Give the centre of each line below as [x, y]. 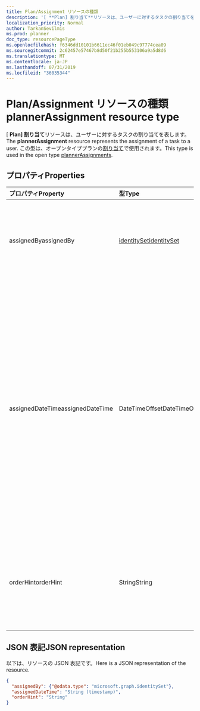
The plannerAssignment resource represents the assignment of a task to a [98, 141]
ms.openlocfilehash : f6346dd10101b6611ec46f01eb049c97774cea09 [86, 45]
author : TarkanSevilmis [36, 28]
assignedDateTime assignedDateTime [61, 408]
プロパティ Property [37, 193]
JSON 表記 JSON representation [66, 647]
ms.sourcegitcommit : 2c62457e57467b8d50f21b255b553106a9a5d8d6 [86, 51]
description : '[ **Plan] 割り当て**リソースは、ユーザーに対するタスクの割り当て [98, 17]
